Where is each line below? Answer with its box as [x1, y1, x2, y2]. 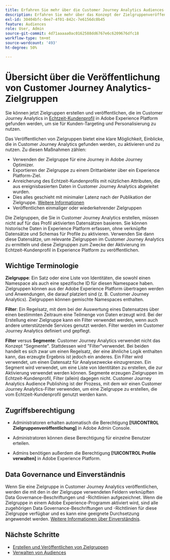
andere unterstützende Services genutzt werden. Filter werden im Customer [5, 322, 164, 328]
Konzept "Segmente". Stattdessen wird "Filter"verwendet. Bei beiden [5, 343, 149, 349]
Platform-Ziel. [12, 172, 41, 178]
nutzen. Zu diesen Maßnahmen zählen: [5, 146, 87, 153]
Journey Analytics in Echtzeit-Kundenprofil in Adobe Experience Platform [5, 115, 158, 121]
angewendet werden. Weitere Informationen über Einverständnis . [5, 516, 141, 522]
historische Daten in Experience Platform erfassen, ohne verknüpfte [5, 225, 147, 231]
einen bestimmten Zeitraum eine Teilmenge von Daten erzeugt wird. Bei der [5, 312, 163, 318]
